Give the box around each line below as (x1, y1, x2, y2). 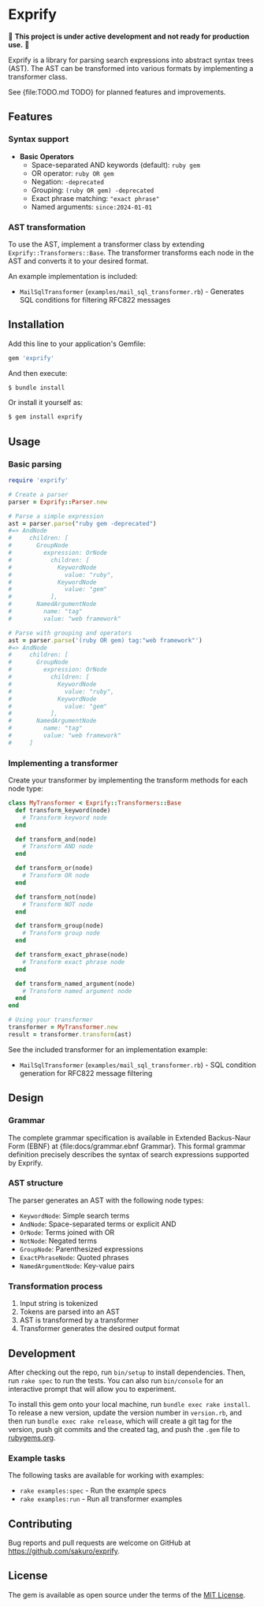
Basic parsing (8, 459, 62, 470)
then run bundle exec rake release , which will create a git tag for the (8, 1416, 232, 1426)
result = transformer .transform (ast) (8, 1030, 132, 1038)
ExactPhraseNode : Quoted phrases (19, 1252, 129, 1262)
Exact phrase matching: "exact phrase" (31, 193, 160, 203)
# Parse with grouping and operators (8, 629, 132, 637)
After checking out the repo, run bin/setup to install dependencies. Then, (8, 1367, 246, 1377)
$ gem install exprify (8, 413, 83, 421)
